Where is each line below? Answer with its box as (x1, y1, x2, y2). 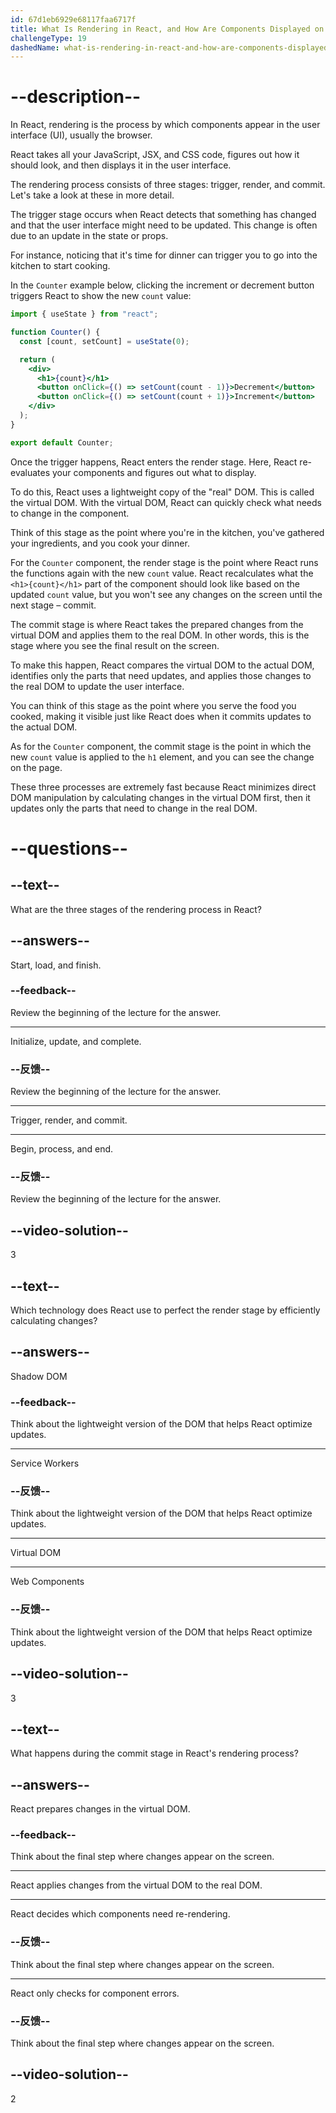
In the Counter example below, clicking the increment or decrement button (10, 279, 315, 291)
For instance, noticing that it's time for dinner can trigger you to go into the (10, 249, 318, 261)
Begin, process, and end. (10, 1143, 114, 1155)
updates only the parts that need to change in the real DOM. (10, 802, 258, 814)
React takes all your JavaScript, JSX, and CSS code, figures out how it (10, 149, 300, 161)
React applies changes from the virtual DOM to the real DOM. (10, 1879, 263, 1891)
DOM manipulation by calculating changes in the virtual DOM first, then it (10, 791, 311, 803)
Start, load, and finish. (10, 959, 102, 971)
